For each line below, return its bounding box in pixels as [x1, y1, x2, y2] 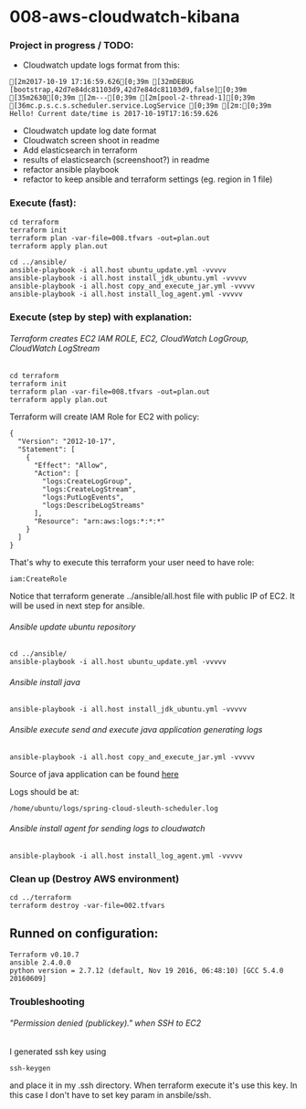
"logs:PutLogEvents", [42, 492, 125, 502]
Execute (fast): [9, 196, 77, 209]
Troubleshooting [9, 995, 85, 1008]
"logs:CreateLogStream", [42, 484, 137, 494]
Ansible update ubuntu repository [9, 621, 136, 632]
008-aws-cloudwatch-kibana [9, 6, 240, 27]
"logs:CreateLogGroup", [42, 477, 132, 486]
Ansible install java [9, 676, 80, 687]
